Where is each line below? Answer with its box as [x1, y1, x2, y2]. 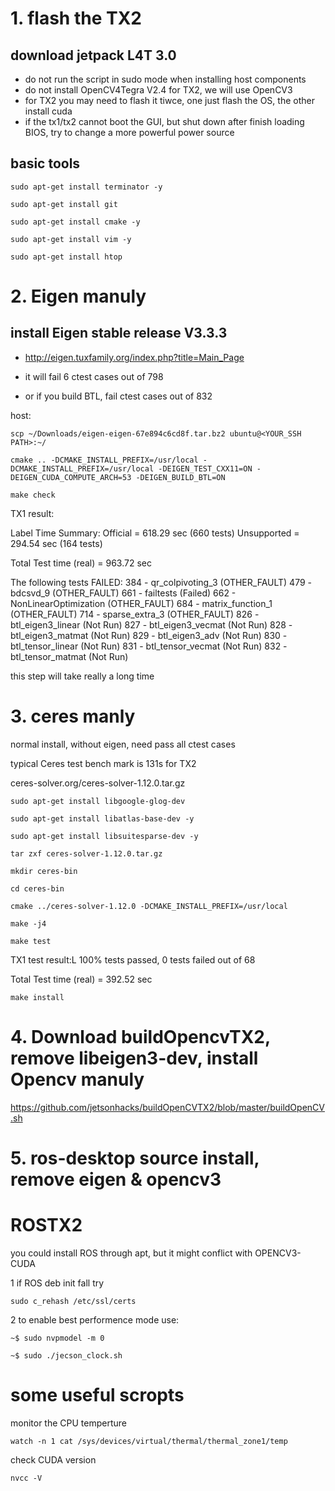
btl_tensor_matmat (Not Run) [10, 650, 129, 662]
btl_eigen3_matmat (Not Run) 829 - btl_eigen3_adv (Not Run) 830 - [10, 629, 288, 641]
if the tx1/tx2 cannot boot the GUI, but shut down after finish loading [24, 116, 305, 127]
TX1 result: [10, 507, 55, 519]
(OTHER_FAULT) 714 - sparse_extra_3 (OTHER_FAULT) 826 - [10, 608, 260, 620]
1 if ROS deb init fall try [10, 1277, 105, 1289]
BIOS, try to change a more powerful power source [24, 127, 235, 138]
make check [10, 490, 56, 500]
